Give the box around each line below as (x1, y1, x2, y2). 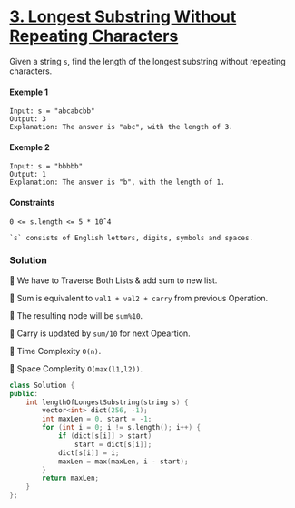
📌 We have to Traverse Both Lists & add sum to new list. (9, 275, 218, 286)
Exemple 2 (9, 141, 50, 152)
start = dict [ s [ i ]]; (74, 440, 152, 449)
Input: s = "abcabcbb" (9, 107, 95, 116)
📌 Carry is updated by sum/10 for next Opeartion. (9, 328, 191, 339)
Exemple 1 (9, 86, 48, 97)
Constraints (9, 197, 55, 208)
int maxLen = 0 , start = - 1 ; (42, 414, 152, 424)
